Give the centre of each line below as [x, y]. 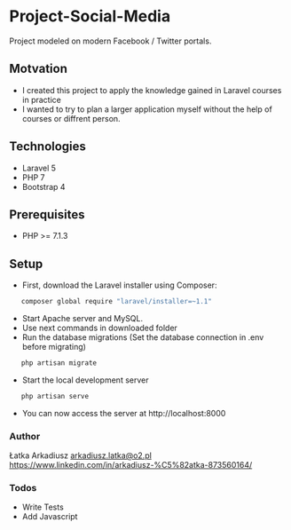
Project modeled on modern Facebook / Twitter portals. [110, 41]
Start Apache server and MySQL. [83, 319]
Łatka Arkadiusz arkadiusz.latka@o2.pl [81, 455]
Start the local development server [85, 380]
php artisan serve [55, 396]
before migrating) [54, 347]
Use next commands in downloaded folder [99, 328]
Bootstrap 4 [43, 186]
